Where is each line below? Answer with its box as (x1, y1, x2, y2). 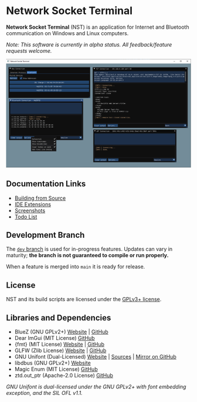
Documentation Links (6, 179, 86, 189)
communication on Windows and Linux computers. (6, 29, 129, 36)
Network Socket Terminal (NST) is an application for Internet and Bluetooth (6, 23, 189, 30)
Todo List (14, 213, 38, 220)
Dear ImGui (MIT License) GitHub (14, 334, 95, 341)
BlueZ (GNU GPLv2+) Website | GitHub (14, 328, 108, 335)
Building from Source (14, 195, 66, 202)
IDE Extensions (14, 200, 52, 207)
